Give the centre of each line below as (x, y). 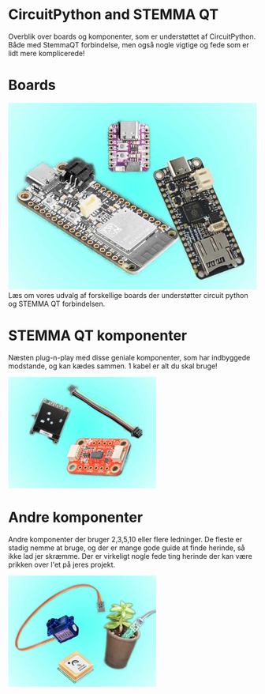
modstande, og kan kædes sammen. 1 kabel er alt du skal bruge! (113, 366)
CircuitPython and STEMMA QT (114, 15)
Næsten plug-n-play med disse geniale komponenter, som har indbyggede (129, 357)
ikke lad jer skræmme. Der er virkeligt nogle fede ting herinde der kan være (130, 556)
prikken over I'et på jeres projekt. (62, 564)
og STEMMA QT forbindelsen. (57, 304)
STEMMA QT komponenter (98, 336)
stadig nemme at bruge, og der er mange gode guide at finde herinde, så (127, 548)
